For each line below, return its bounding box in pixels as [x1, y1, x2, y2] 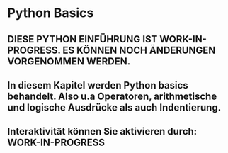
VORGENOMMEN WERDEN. [7, 55, 131, 67]
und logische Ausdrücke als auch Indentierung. [7, 101, 222, 113]
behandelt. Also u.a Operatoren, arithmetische [7, 90, 217, 102]
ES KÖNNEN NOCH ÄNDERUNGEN [62, 44, 216, 56]
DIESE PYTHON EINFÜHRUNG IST [7, 33, 158, 45]
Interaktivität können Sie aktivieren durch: [7, 125, 198, 137]
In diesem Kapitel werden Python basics [7, 79, 189, 91]
